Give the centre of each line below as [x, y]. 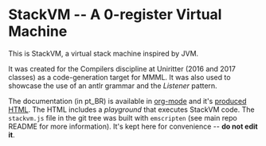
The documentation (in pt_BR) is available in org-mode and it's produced [127, 101]
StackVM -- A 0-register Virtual [115, 15]
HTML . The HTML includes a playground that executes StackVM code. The [131, 109]
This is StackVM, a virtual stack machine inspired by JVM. [104, 53]
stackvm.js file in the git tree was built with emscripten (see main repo [123, 117]
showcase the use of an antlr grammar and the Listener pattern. [113, 86]
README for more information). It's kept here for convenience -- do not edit [133, 126]
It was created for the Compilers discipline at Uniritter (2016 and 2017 [122, 68]
